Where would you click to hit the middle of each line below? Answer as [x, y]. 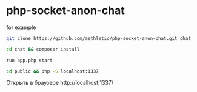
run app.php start [29, 60]
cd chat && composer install [43, 49]
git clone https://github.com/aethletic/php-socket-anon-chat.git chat [98, 38]
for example [21, 27]
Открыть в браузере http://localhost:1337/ [60, 83]
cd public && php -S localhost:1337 [52, 71]
